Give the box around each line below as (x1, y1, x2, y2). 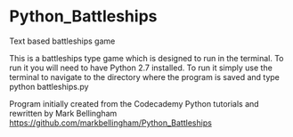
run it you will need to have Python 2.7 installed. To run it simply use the (9, 62, 273, 73)
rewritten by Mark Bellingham (9, 108, 118, 118)
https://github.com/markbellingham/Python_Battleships (9, 117, 212, 128)
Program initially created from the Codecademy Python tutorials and (9, 98, 260, 109)
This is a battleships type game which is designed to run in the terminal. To (9, 52, 284, 63)
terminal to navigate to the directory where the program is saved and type (9, 71, 281, 82)
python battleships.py (9, 81, 89, 92)
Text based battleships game (9, 36, 116, 46)
